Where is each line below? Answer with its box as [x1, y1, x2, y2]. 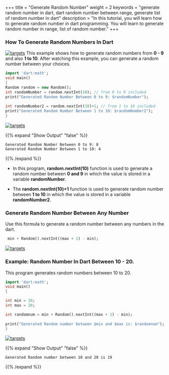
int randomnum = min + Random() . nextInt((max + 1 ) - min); [5, 312, 133, 317]
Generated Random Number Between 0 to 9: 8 [5, 142, 99, 147]
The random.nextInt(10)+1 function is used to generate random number [12, 186, 164, 192]
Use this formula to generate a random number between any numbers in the [5, 221, 164, 227]
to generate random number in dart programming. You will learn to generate [5, 20, 164, 26]
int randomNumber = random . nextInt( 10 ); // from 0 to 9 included [5, 89, 146, 95]
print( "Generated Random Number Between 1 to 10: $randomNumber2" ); [5, 109, 153, 114]
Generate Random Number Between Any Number [5, 209, 129, 216]
